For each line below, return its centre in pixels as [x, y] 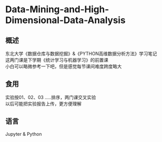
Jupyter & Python [24, 134]
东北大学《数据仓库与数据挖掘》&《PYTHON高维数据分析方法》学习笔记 [81, 54]
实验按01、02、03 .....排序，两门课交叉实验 [51, 97]
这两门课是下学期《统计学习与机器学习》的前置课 [57, 60]
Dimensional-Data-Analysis [65, 20]
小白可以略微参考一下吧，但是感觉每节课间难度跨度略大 [63, 66]
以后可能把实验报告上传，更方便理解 [43, 104]
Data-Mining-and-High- [57, 9]
